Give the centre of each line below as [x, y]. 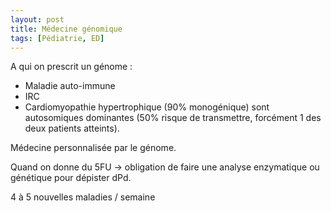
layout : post [37, 19]
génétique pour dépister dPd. [71, 178]
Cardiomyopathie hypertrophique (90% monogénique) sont [147, 107]
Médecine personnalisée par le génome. [93, 148]
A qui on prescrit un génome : [71, 67]
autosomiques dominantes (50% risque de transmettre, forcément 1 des [173, 118]
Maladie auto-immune [70, 86]
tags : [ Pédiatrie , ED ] [57, 38]
